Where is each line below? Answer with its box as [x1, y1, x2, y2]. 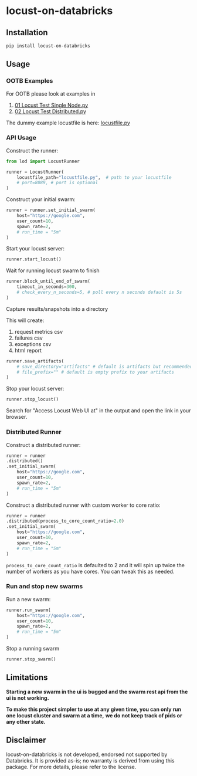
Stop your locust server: [6, 385, 64, 392]
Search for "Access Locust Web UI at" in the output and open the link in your [6, 407, 191, 414]
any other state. [6, 718, 46, 725]
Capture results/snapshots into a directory [6, 305, 108, 312]
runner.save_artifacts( [6, 358, 64, 364]
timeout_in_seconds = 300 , [16, 284, 77, 290]
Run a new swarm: [6, 595, 51, 602]
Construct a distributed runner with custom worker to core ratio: [6, 501, 161, 509]
